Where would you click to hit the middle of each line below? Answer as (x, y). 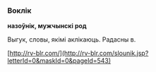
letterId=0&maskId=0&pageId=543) (59, 61)
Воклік (19, 11)
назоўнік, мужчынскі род (47, 26)
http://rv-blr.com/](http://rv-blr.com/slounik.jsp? (79, 53)
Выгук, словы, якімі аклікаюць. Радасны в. (72, 40)
